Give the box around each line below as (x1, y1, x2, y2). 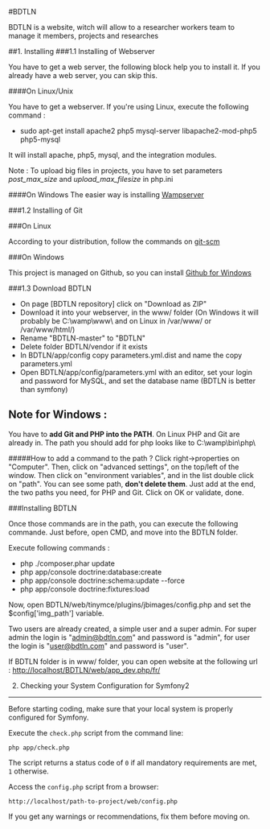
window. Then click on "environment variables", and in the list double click (8, 470, 255, 480)
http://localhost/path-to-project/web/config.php (8, 797, 178, 806)
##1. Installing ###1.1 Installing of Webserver (8, 47, 155, 56)
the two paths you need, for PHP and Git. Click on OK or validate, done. (8, 487, 244, 497)
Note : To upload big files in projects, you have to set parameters (8, 166, 223, 175)
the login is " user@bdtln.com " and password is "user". (8, 641, 189, 650)
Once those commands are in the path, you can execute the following (8, 518, 239, 528)
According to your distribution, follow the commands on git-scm (8, 237, 220, 246)
